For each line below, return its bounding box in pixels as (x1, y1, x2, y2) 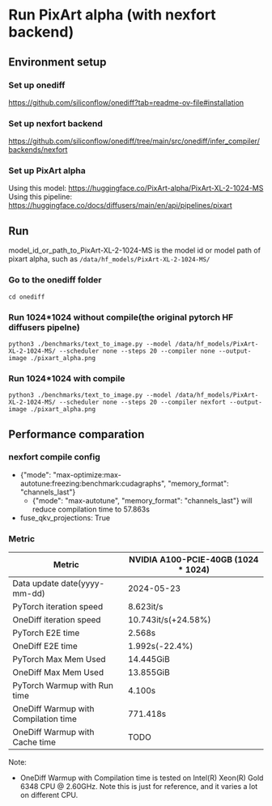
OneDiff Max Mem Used (12, 667, 104, 678)
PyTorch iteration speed (12, 601, 104, 613)
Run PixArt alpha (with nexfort (8, 6, 216, 24)
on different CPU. (19, 791, 79, 800)
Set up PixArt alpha (8, 165, 87, 176)
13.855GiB (128, 667, 170, 678)
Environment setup (8, 55, 107, 69)
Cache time (12, 736, 57, 748)
